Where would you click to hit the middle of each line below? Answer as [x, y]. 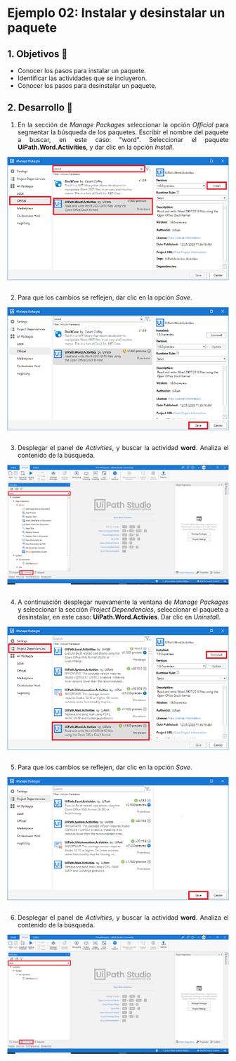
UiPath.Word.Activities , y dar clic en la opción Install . [96, 147]
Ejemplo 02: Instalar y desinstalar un [116, 13]
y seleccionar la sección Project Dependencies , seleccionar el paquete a [123, 609]
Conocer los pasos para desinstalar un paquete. [87, 85]
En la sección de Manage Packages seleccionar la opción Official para [123, 124]
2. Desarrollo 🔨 [40, 108]
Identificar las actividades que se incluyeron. [82, 78]
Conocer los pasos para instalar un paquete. [81, 71]
